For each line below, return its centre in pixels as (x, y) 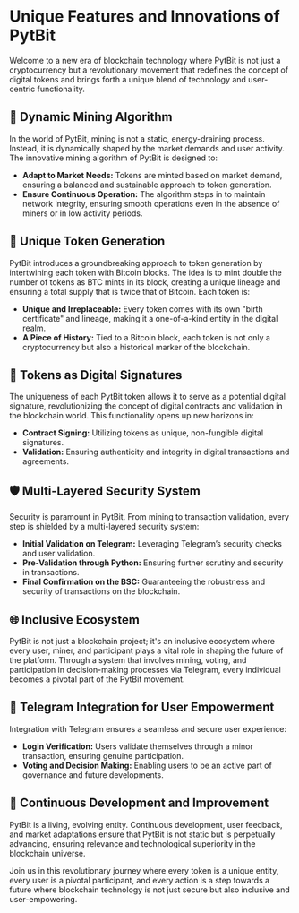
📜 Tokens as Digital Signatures (96, 375)
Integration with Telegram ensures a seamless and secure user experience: (148, 728)
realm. (34, 328)
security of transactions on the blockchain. (101, 591)
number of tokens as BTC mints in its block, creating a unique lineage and (145, 282)
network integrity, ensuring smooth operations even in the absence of (151, 203)
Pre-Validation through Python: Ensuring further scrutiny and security (153, 563)
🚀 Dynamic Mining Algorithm (91, 117)
